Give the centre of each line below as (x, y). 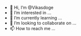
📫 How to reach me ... (32, 28)
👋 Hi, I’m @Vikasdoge (32, 8)
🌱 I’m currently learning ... (36, 18)
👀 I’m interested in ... (30, 13)
